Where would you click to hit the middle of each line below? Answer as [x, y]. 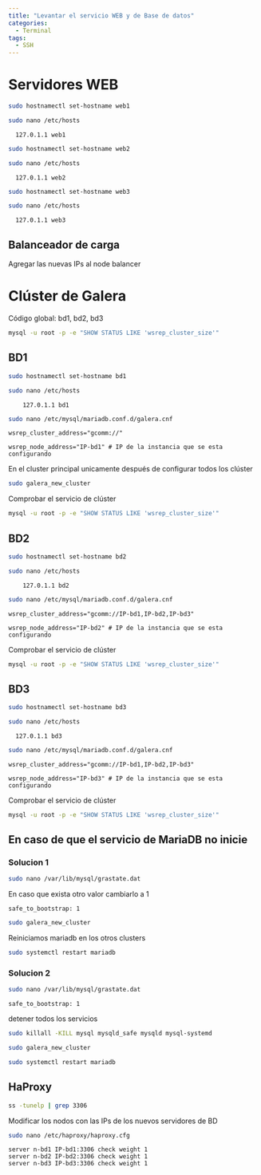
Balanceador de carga [64, 244]
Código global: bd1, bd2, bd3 [56, 318]
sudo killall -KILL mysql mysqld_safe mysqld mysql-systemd [111, 1034]
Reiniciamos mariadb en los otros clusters [77, 938]
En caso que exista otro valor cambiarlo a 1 [79, 894]
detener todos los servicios [53, 1019]
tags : [17, 38]
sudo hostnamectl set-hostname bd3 [67, 708]
